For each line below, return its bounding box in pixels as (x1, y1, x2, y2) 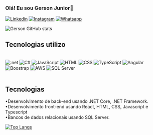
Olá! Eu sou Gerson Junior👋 (5, 5, 74, 12)
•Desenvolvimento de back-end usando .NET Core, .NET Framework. (5, 98, 149, 104)
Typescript (5, 109, 28, 115)
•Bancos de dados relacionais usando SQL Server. (5, 114, 110, 120)
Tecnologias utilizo (5, 40, 66, 49)
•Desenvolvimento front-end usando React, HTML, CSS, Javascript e (5, 104, 148, 110)
